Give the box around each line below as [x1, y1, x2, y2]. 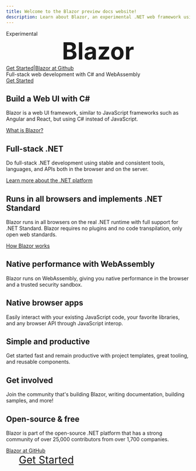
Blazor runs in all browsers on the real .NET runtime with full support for [6, 218, 178, 225]
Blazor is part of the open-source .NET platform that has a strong [6, 429, 162, 436]
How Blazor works [6, 242, 50, 249]
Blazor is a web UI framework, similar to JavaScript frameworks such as [6, 109, 179, 116]
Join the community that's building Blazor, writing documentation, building [6, 391, 185, 398]
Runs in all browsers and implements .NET [6, 194, 163, 204]
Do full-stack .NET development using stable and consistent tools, [6, 159, 165, 167]
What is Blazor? [6, 127, 44, 134]
